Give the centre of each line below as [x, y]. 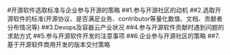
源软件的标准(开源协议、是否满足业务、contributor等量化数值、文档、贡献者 [115, 19]
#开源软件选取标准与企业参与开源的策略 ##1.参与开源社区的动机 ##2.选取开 [114, 10]
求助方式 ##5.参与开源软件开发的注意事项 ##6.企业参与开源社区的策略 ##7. [113, 36]
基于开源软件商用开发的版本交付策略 [59, 44]
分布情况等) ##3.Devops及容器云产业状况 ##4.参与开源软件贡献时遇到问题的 [116, 27]
